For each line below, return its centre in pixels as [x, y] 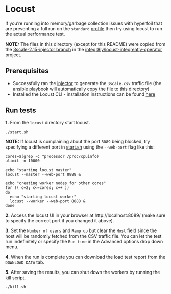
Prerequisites [27, 71]
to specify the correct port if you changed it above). [60, 221]
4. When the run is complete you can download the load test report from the [86, 257]
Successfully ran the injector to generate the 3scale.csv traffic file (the [87, 83]
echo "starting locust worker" [43, 197]
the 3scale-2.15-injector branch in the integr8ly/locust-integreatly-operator [84, 49]
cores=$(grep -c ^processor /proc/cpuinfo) [52, 157]
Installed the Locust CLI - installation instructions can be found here [84, 94]
